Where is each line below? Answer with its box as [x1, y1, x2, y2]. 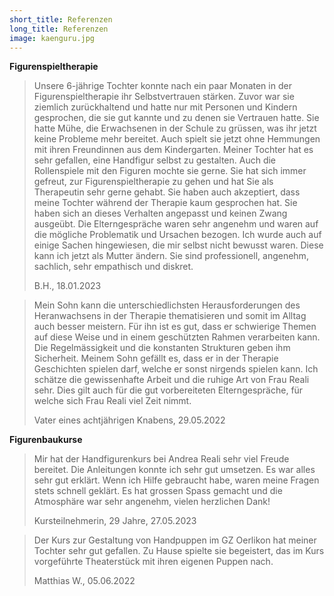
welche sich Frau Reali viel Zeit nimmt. [33, 395, 192, 407]
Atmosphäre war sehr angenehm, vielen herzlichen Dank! [33, 496, 271, 508]
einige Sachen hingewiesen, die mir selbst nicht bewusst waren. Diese [33, 239, 324, 251]
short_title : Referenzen [9, 14, 113, 25]
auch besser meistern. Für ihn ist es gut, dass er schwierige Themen [33, 321, 317, 333]
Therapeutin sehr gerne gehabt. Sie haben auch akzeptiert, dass [33, 186, 301, 198]
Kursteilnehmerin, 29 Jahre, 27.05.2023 [33, 515, 197, 527]
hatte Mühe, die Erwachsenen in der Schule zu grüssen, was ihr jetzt [33, 122, 317, 135]
